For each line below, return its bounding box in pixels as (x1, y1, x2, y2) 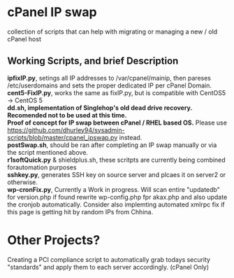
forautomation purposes (7, 162, 77, 172)
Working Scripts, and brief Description (7, 55, 179, 67)
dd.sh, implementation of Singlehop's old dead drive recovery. (7, 103, 193, 112)
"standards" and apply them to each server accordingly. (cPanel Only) (7, 263, 210, 271)
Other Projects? (7, 232, 101, 248)
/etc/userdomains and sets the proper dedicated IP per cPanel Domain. (7, 81, 212, 90)
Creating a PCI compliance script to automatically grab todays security (7, 255, 211, 263)
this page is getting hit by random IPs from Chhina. (7, 207, 154, 216)
